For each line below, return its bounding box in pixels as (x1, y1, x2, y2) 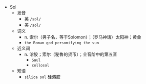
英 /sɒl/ (24, 16, 42, 21)
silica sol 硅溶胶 (24, 74, 61, 80)
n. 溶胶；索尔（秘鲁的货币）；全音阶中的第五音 (24, 51, 117, 57)
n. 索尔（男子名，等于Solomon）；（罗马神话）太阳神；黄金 (24, 34, 142, 40)
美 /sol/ (24, 22, 42, 28)
